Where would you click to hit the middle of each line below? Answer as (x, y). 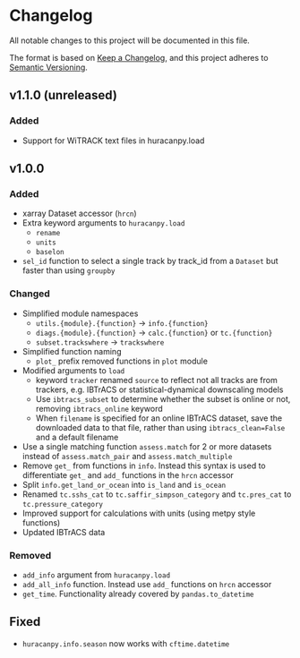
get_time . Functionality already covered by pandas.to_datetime (138, 594)
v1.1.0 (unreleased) (64, 95)
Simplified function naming (72, 351)
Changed (30, 294)
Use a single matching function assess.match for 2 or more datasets (147, 446)
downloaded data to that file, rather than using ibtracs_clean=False (160, 427)
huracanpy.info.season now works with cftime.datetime (126, 643)
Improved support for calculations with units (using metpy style (139, 513)
